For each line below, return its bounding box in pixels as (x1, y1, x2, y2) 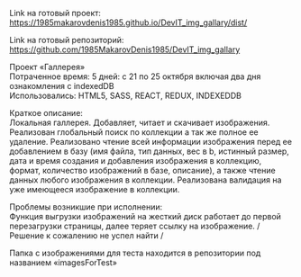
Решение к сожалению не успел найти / (9, 230, 164, 241)
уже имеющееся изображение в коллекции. (9, 184, 180, 194)
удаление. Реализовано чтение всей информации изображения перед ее (9, 137, 293, 147)
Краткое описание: (9, 108, 84, 118)
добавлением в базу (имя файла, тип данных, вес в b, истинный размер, (9, 146, 290, 156)
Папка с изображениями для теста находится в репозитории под (9, 247, 261, 258)
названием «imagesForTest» (9, 257, 117, 268)
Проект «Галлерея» (9, 62, 86, 72)
